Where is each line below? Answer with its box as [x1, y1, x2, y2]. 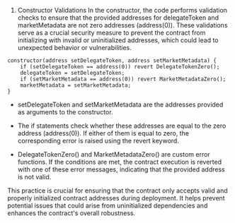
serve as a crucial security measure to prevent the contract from [17, 28, 206, 37]
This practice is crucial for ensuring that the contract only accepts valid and [7, 186, 228, 195]
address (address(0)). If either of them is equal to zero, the [17, 129, 190, 137]
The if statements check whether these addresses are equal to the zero [17, 121, 227, 130]
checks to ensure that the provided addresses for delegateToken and [17, 13, 219, 22]
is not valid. [17, 173, 52, 181]
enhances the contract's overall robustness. [7, 209, 136, 217]
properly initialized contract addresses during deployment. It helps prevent [7, 194, 225, 202]
